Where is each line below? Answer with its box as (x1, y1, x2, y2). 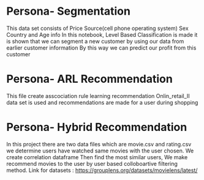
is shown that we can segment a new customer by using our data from (6, 37, 184, 45)
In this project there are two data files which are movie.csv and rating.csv (6, 140, 192, 148)
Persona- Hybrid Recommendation (6, 121, 187, 134)
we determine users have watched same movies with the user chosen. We (6, 147, 194, 154)
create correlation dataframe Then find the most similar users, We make (6, 153, 188, 160)
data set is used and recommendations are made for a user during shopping (6, 99, 198, 106)
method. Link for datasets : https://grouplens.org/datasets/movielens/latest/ (6, 167, 198, 174)
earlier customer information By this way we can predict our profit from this (6, 44, 197, 51)
